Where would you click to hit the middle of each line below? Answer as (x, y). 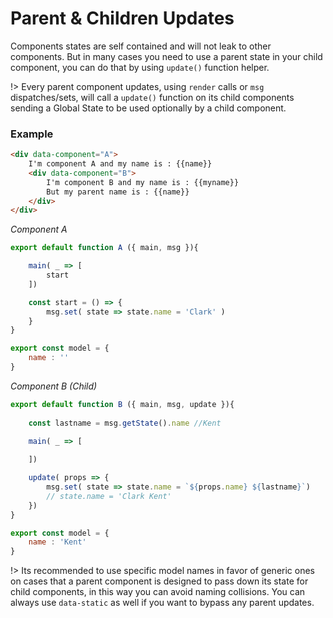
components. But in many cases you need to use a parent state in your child (166, 56)
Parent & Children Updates (122, 18)
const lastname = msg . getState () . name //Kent (125, 423)
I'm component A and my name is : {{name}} (120, 164)
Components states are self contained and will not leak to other (141, 46)
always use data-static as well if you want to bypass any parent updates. (162, 603)
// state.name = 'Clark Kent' (109, 496)
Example (32, 134)
